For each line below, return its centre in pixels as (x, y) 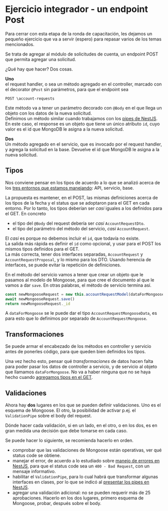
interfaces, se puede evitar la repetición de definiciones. (63, 265)
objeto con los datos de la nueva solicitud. (48, 113)
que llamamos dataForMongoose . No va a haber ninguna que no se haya (78, 372)
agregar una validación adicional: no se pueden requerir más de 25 (81, 492)
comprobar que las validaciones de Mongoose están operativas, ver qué (87, 450)
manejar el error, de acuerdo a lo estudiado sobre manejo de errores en (86, 461)
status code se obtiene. (37, 455)
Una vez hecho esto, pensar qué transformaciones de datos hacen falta (79, 361)
